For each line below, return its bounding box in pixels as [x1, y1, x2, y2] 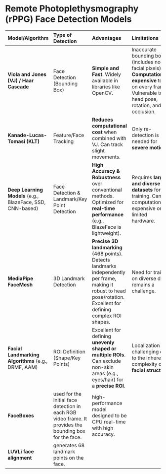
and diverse [131, 180, 161, 187]
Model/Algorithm [7, 34, 49, 41]
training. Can [131, 192, 162, 199]
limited [131, 211, 147, 218]
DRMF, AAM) [7, 363, 38, 370]
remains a [131, 281, 155, 288]
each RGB [53, 409, 77, 416]
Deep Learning [7, 186, 43, 193]
